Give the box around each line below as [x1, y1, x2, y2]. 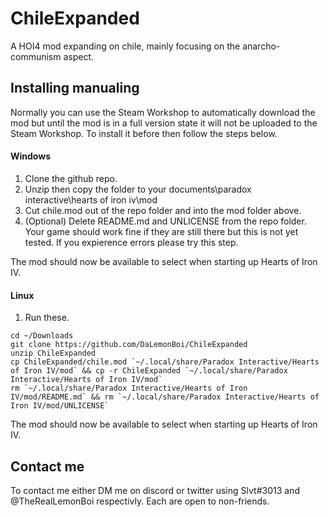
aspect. [63, 50, 95, 62]
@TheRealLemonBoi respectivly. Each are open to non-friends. [10, 495, 270, 507]
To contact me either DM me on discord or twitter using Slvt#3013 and [10, 484, 300, 496]
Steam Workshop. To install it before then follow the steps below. [10, 127, 278, 139]
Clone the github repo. [24, 172, 118, 184]
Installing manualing [10, 80, 140, 97]
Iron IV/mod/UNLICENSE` [10, 401, 110, 411]
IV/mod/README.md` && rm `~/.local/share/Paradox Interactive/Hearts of [10, 392, 320, 402]
